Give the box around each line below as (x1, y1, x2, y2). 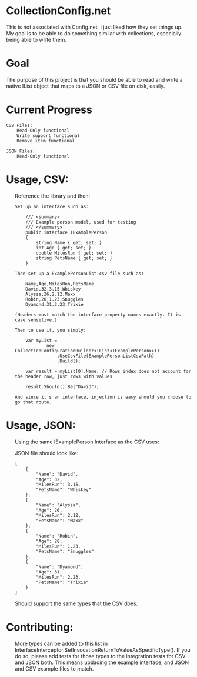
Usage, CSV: (6, 173, 69, 186)
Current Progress (6, 103, 92, 116)
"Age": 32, (36, 476, 63, 482)
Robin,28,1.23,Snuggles (25, 296, 84, 302)
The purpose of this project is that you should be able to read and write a (6, 76, 183, 83)
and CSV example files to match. (14, 665, 94, 672)
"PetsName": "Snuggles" (36, 548, 94, 554)
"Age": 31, (36, 569, 63, 575)
